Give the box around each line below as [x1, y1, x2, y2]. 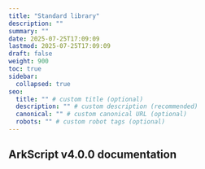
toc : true [8, 65, 42, 73]
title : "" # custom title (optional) [15, 95, 144, 103]
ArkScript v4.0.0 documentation [8, 148, 177, 162]
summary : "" [8, 27, 49, 35]
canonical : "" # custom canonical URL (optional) [15, 110, 187, 119]
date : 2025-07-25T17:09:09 [8, 34, 100, 43]
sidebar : [8, 72, 38, 80]
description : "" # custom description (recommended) [15, 102, 198, 110]
